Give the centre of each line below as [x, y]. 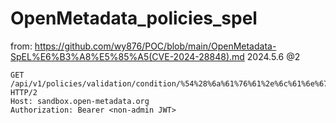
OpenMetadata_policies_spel [134, 18]
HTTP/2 [24, 92]
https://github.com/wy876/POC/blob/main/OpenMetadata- [155, 46]
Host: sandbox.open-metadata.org [80, 101]
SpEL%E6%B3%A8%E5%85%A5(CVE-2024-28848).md [127, 56]
